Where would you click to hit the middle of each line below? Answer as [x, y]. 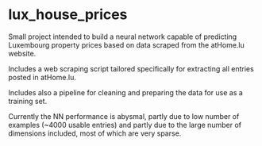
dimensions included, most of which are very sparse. [95, 133]
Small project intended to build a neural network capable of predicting [123, 36]
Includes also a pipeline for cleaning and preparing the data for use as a [126, 92]
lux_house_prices [68, 15]
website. [22, 53]
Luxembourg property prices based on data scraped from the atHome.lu [126, 44]
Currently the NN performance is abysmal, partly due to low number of [124, 116]
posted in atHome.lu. [42, 77]
